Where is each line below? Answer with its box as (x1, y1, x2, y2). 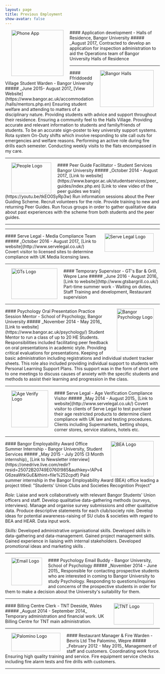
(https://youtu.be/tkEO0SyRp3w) (5, 193, 72, 199)
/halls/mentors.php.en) (5, 101, 52, 107)
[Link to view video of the (101, 183, 153, 189)
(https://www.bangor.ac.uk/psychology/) (5, 329, 87, 335)
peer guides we (57, 189, 89, 194)
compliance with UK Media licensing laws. (5, 254, 91, 260)
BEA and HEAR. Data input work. (5, 518, 71, 524)
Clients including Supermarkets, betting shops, (54, 422, 149, 428)
